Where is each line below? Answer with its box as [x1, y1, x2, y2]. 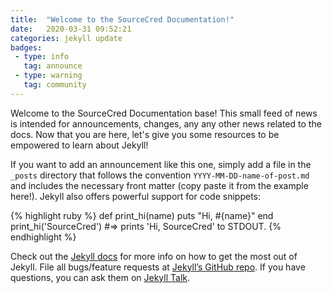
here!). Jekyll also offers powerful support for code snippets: [10, 190, 262, 202]
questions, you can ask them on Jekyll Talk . [10, 271, 191, 283]
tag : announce [23, 61, 83, 71]
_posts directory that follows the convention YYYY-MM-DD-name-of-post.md [10, 169, 310, 181]
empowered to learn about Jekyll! [10, 139, 149, 151]
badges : [10, 42, 43, 53]
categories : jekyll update [10, 33, 123, 43]
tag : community [23, 80, 87, 90]
